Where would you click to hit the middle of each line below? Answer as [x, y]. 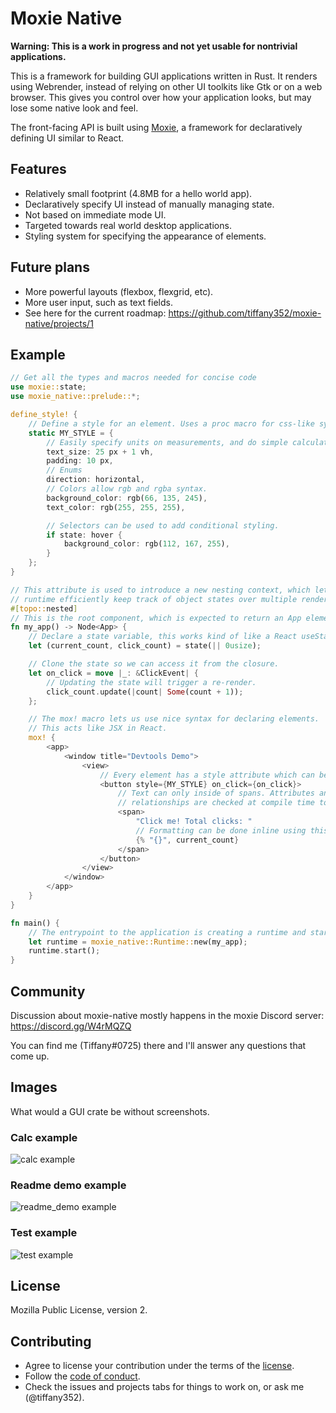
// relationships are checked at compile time [216, 803]
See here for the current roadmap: [95, 313]
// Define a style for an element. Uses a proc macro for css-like [171, 423]
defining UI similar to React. [67, 138]
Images [34, 1087]
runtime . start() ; [64, 951]
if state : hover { [84, 535]
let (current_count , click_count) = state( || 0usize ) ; [145, 646]
